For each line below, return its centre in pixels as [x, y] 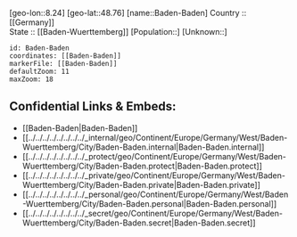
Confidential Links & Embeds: [93, 106]
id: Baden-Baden [39, 48]
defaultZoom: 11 [39, 71]
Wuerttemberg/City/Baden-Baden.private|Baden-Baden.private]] [141, 184]
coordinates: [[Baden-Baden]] [66, 56]
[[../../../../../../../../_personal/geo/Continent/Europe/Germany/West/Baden [155, 194]
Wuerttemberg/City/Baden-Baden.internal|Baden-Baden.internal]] [143, 147]
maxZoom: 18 [31, 79]
